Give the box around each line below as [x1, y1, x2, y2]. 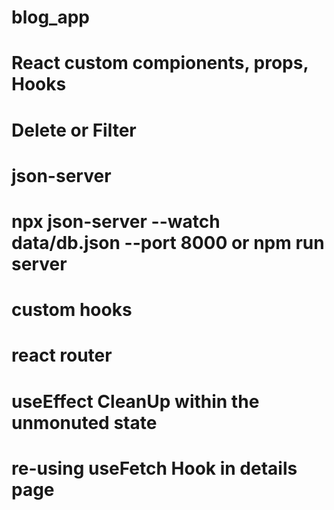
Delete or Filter [11, 119, 137, 141]
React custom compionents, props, [11, 52, 309, 75]
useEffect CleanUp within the [11, 390, 260, 413]
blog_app [11, 6, 90, 29]
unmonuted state [11, 411, 158, 434]
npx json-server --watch [11, 210, 221, 233]
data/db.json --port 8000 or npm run [11, 231, 325, 254]
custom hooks [11, 299, 133, 321]
